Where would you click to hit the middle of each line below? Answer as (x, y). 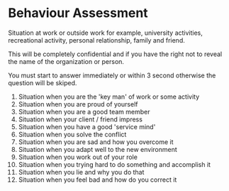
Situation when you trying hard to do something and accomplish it (114, 164)
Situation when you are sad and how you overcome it (96, 142)
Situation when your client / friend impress (80, 119)
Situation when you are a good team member (84, 111)
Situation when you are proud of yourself (78, 104)
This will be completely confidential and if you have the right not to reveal (115, 54)
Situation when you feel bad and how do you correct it (97, 180)
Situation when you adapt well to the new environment (98, 149)
